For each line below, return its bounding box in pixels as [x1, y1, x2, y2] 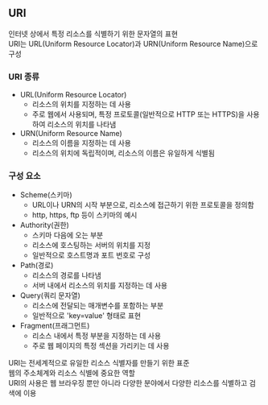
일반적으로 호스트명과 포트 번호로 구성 [31, 250, 151, 260]
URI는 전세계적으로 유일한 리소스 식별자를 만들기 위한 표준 [8, 358, 190, 368]
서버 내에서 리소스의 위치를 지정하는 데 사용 [31, 281, 167, 291]
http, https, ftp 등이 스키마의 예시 [31, 210, 138, 220]
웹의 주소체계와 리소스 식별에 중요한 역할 [8, 368, 135, 378]
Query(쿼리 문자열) [19, 291, 80, 300]
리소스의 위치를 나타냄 [47, 120, 117, 130]
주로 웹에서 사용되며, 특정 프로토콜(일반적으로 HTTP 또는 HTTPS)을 [31, 110, 245, 119]
